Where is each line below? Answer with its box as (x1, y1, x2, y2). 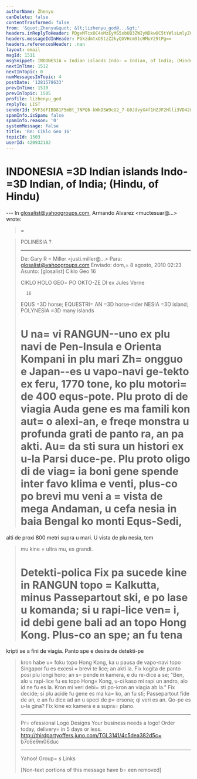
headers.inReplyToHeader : (6, 31, 69, 36)
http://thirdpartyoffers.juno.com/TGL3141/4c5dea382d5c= (20, 732, 162, 739)
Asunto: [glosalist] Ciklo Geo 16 (20, 268, 96, 275)
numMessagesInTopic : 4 (6, 74, 62, 80)
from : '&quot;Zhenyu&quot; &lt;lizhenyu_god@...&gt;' (6, 25, 141, 31)
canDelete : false (6, 14, 49, 20)
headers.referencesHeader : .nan (6, 42, 85, 48)
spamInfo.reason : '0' (6, 118, 59, 124)
